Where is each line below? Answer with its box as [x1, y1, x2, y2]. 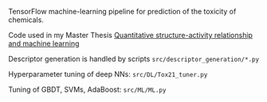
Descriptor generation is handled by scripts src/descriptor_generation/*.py [8, 55, 260, 63]
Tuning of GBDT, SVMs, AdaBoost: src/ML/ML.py [8, 85, 167, 94]
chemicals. [8, 15, 44, 25]
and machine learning [8, 39, 80, 48]
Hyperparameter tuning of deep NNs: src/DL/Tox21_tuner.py [8, 70, 208, 78]
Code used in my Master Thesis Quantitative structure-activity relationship [8, 31, 253, 40]
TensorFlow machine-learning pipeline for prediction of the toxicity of [8, 7, 237, 16]
